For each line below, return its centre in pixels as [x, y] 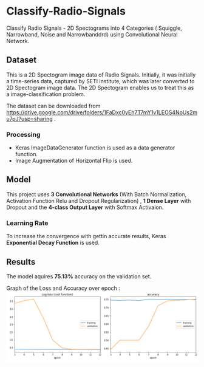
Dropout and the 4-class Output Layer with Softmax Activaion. [85, 207]
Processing [23, 134]
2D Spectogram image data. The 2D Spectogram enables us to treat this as [100, 87]
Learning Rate [27, 223]
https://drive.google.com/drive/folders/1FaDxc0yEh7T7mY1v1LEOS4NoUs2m [102, 112]
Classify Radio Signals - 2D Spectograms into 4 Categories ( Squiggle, [94, 28]
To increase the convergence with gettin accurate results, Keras [86, 236]
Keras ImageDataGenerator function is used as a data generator [95, 148]
